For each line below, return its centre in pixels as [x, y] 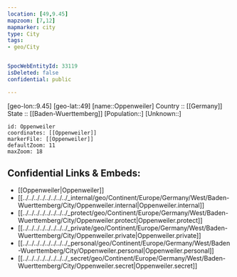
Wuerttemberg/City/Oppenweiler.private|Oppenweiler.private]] [109, 236]
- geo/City [23, 47]
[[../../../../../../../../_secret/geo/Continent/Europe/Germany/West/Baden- [122, 258]
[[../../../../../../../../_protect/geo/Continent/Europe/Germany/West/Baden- [123, 213]
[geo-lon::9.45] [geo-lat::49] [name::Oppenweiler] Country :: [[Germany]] [115, 106]
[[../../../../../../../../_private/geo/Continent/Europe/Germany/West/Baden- [122, 228]
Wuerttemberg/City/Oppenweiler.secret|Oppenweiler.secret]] [107, 266]
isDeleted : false [33, 73]
